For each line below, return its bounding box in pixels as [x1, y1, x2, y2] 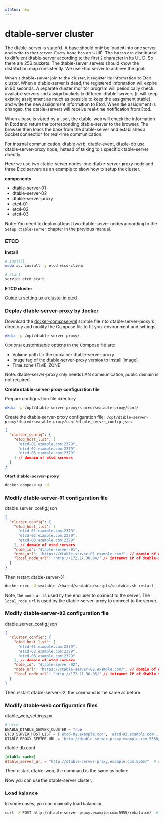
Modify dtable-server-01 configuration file [5, 494, 108, 501]
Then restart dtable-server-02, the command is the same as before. [5, 689, 142, 695]
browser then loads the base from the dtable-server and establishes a [5, 126, 146, 132]
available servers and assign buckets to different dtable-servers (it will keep [5, 90, 158, 96]
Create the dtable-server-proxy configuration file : [5, 414, 106, 420]
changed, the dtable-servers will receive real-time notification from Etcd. [5, 106, 152, 112]
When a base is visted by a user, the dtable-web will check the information [5, 116, 155, 122]
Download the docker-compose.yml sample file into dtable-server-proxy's [5, 318, 155, 324]
